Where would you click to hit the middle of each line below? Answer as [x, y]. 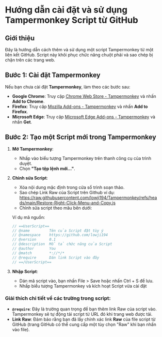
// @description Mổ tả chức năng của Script [62, 244]
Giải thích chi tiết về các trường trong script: [58, 298]
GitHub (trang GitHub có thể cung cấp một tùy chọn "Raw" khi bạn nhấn [84, 324]
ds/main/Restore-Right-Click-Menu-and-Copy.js [67, 202]
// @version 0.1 [34, 240]
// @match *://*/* [38, 253]
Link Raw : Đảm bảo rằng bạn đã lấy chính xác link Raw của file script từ [84, 319]
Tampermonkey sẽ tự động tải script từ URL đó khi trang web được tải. [82, 314]
